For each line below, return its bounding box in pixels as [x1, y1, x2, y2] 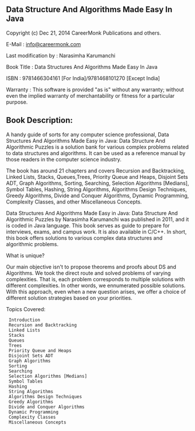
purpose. [6, 98, 28, 105]
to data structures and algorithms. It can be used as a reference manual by [6, 149, 186, 157]
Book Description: [6, 115, 73, 125]
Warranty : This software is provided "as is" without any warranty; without [6, 86, 184, 93]
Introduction [8, 317, 41, 323]
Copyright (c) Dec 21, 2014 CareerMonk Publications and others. [6, 29, 162, 36]
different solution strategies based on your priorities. [6, 294, 133, 301]
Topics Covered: [6, 305, 46, 312]
